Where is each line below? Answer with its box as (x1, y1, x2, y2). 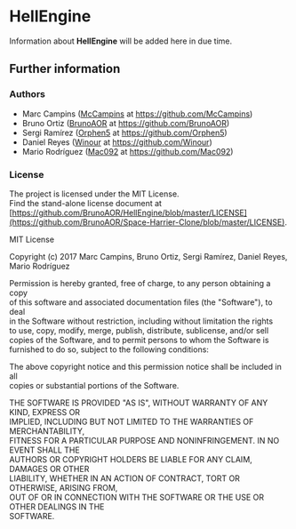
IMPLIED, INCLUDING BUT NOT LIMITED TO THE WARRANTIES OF (9, 416, 254, 427)
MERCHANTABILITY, (9, 425, 85, 437)
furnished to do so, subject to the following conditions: (9, 344, 209, 355)
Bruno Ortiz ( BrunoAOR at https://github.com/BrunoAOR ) (21, 117, 230, 128)
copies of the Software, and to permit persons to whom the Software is (9, 334, 269, 345)
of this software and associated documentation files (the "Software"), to (9, 296, 273, 308)
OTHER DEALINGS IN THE (9, 501, 105, 512)
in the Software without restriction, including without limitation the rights (9, 316, 274, 326)
